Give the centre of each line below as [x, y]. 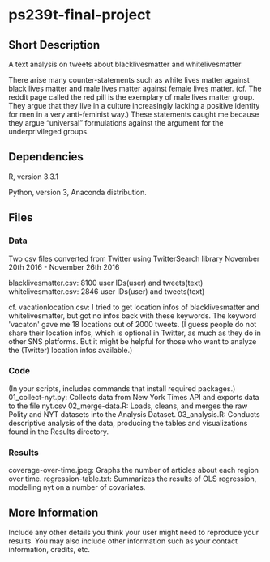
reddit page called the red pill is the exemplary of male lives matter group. [132, 97]
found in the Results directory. [59, 432]
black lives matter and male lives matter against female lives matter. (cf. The [135, 88]
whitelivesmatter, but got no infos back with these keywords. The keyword [133, 315]
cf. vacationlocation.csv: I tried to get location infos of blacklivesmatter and [134, 307]
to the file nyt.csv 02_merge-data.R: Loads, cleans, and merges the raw [128, 406]
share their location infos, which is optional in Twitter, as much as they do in [135, 333]
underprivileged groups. [49, 132]
